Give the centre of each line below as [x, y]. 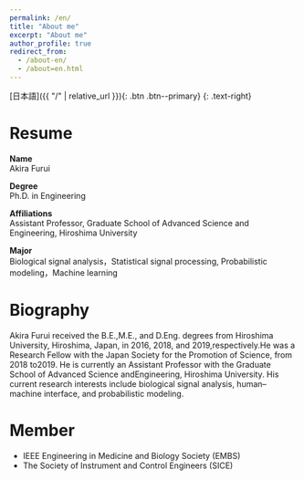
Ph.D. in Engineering [48, 195]
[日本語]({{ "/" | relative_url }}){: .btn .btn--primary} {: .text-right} [131, 96]
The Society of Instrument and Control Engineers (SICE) [128, 465]
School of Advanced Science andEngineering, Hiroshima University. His [144, 374]
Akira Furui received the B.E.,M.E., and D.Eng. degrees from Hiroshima [142, 335]
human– [252, 383]
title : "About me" [44, 26]
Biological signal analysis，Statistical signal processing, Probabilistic [138, 261]
